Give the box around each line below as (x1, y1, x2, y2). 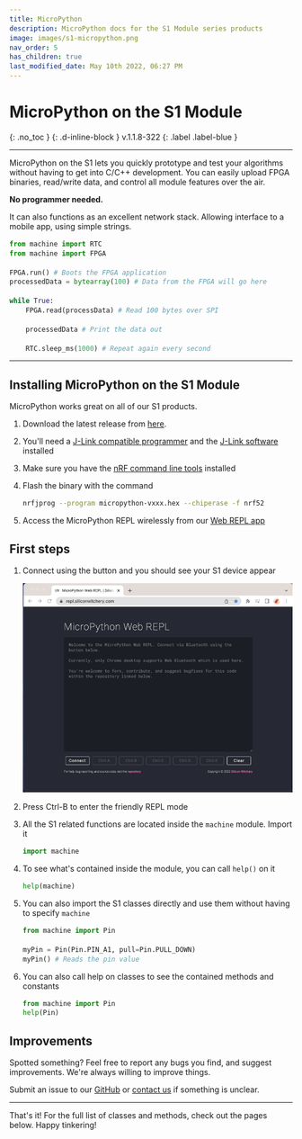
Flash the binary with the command (22, 480, 154, 491)
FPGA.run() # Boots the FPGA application (9, 268, 167, 277)
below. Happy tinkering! (9, 1120, 97, 1131)
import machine (22, 847, 80, 856)
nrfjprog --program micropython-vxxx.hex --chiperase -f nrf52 (22, 499, 265, 508)
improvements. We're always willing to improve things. (9, 1067, 211, 1078)
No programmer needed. (9, 193, 103, 204)
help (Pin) (22, 1009, 60, 1018)
